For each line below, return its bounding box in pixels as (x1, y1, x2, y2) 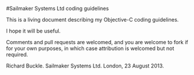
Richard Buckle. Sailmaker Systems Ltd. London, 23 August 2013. (6, 62, 165, 69)
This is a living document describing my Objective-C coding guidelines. (6, 16, 179, 23)
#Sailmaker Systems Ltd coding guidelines (6, 5, 109, 12)
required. (6, 51, 28, 58)
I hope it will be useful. (6, 27, 61, 34)
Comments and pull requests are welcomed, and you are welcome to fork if (6, 39, 189, 45)
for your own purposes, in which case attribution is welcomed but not (6, 45, 175, 52)
